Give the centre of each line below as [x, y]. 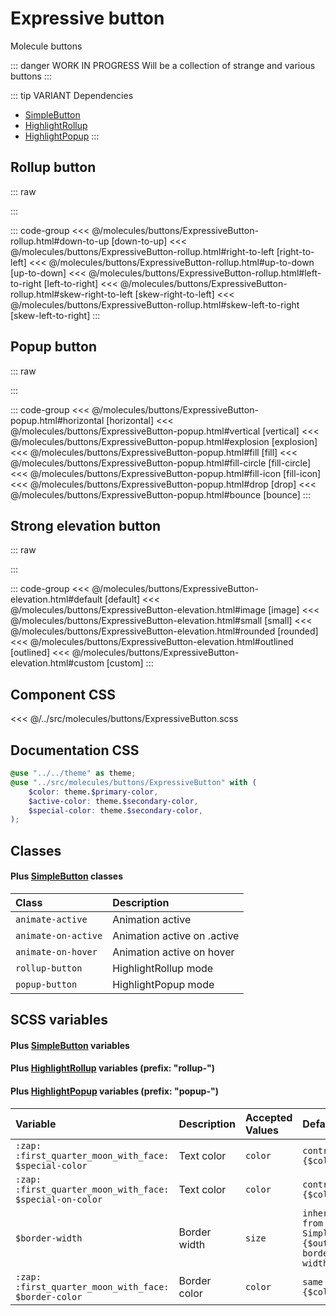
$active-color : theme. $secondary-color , [113, 801]
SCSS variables [59, 1020]
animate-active [51, 919]
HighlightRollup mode [163, 968]
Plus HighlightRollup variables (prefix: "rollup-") [113, 1068]
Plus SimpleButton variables [70, 1045]
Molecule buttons [46, 46]
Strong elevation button [86, 525]
